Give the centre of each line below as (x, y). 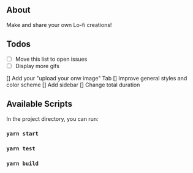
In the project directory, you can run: (52, 118)
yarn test (21, 149)
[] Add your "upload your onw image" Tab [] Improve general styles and (97, 78)
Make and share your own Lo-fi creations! (59, 25)
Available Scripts (39, 104)
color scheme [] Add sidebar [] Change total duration (73, 85)
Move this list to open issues (51, 59)
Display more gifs (37, 66)
